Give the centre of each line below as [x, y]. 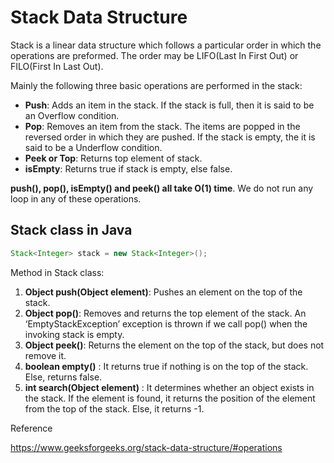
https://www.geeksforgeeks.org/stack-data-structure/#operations [146, 447]
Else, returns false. [63, 377]
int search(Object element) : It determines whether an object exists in [169, 387]
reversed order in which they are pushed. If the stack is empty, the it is [170, 137]
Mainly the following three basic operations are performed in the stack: [156, 85]
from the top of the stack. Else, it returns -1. [114, 408]
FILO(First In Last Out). [57, 66]
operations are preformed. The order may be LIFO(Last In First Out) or [154, 55]
